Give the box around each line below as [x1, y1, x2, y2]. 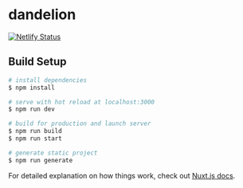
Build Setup [8, 55, 67, 69]
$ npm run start [8, 135, 62, 143]
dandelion [8, 6, 76, 24]
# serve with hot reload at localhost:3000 [8, 98, 155, 106]
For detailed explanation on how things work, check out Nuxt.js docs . [8, 170, 236, 180]
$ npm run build [8, 127, 62, 135]
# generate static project [8, 149, 98, 157]
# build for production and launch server [8, 119, 151, 128]
